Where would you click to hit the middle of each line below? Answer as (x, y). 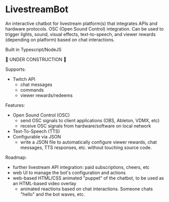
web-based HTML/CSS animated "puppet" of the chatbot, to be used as (88, 178)
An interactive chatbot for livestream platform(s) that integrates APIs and (81, 23)
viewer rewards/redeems (46, 95)
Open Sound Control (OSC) (41, 115)
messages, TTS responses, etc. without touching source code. (86, 147)
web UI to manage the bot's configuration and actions (69, 172)
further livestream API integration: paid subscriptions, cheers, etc (81, 167)
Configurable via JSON (37, 136)
